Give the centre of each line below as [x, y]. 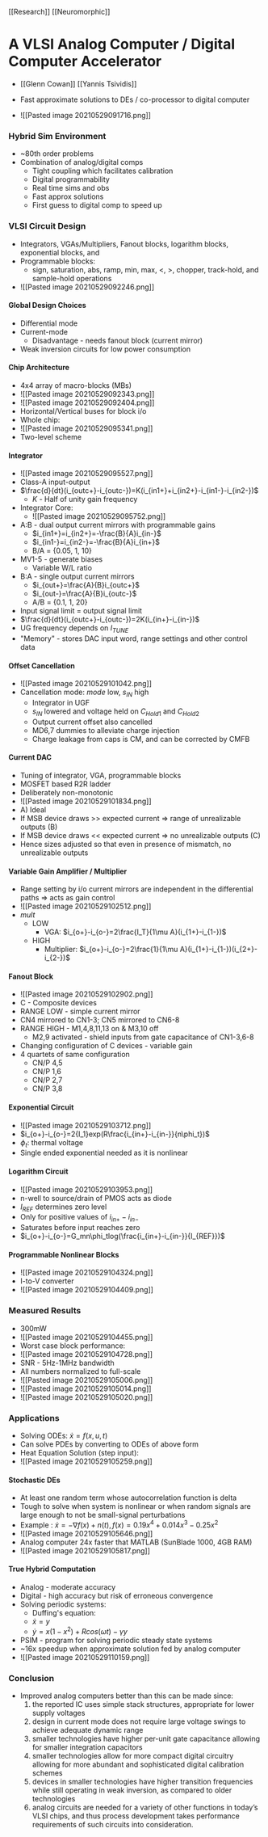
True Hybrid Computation [52, 1569]
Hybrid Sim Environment [57, 136]
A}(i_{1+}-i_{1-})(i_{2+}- [219, 950]
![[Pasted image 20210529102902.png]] [86, 994]
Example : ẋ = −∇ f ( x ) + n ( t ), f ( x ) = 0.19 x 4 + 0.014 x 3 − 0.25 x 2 [119, 1524]
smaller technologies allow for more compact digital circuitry [133, 1755]
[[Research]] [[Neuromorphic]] [59, 12]
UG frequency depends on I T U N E [74, 629]
